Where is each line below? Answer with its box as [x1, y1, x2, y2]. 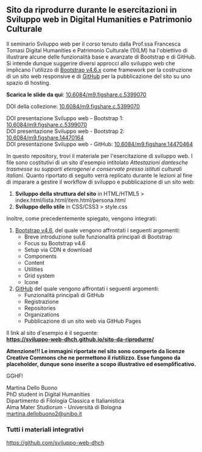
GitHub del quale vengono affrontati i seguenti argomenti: [15, 285, 159, 292]
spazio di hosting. [6, 79, 51, 86]
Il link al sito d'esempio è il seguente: [6, 329, 99, 336]
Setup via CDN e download [24, 246, 92, 253]
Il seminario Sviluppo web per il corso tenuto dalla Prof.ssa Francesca [6, 40, 181, 48]
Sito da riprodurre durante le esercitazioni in [6, 5, 178, 15]
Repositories [24, 304, 56, 312]
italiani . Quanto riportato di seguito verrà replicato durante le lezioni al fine [6, 171, 193, 179]
